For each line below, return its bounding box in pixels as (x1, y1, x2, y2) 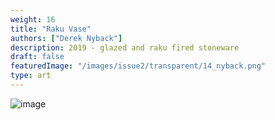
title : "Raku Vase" (10, 24, 92, 34)
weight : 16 (10, 14, 56, 25)
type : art (10, 71, 52, 81)
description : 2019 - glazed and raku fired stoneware (10, 42, 240, 53)
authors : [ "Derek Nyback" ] (10, 33, 123, 43)
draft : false (10, 52, 65, 62)
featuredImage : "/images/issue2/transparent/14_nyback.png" (10, 61, 267, 71)
